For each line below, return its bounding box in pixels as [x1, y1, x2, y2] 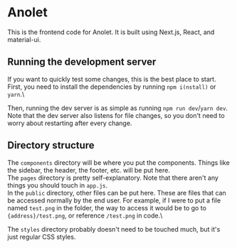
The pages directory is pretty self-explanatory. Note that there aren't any [7, 173, 219, 182]
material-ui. [7, 35, 41, 43]
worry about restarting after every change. [7, 119, 132, 127]
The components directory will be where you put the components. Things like [7, 158, 230, 167]
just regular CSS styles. [7, 232, 76, 241]
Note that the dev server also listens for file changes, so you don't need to [7, 111, 226, 119]
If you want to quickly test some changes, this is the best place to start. [7, 75, 216, 83]
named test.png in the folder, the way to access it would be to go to [7, 203, 206, 212]
